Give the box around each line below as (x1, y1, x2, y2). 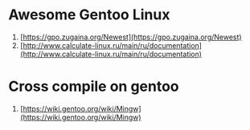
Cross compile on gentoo (8, 78, 179, 95)
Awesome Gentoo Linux (8, 6, 170, 24)
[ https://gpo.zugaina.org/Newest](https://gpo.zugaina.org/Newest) (19, 32, 243, 42)
